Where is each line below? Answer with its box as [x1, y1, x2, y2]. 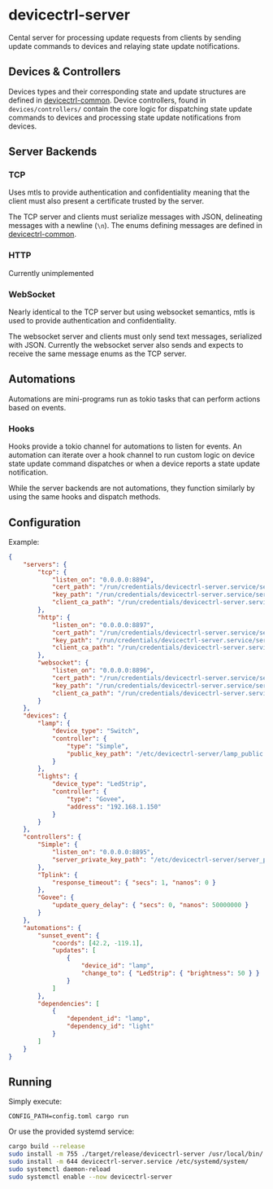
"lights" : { [37, 772, 79, 781]
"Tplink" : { [37, 871, 79, 879]
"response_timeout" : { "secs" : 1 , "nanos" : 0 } [51, 878, 217, 887]
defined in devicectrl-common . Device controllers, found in [8, 95, 206, 105]
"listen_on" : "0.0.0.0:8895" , [51, 849, 154, 857]
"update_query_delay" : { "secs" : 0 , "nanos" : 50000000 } [51, 902, 249, 910]
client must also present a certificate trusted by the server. [8, 196, 205, 206]
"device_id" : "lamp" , [80, 962, 154, 970]
